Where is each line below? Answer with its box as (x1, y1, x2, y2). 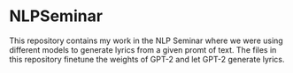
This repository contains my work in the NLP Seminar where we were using (9, 35, 283, 46)
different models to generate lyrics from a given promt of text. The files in (9, 44, 277, 55)
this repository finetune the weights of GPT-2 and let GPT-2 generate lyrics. (9, 54, 285, 64)
